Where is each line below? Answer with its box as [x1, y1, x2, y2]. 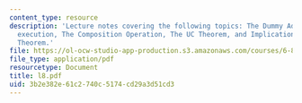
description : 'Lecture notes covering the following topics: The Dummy [9, 21, 283, 30]
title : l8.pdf [9, 72, 63, 81]
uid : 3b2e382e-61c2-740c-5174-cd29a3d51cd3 [9, 80, 175, 89]
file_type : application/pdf [9, 55, 115, 64]
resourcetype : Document [9, 64, 99, 73]
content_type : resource [9, 13, 99, 22]
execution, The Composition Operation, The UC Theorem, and [17, 30, 247, 39]
